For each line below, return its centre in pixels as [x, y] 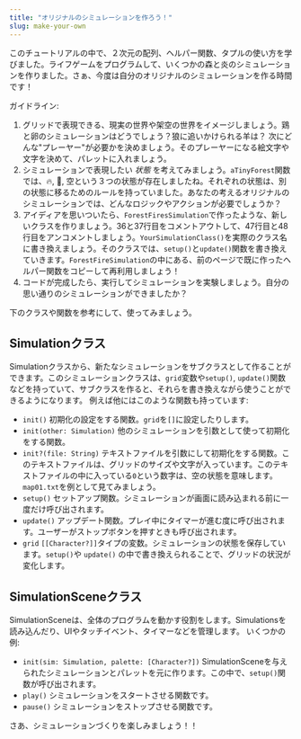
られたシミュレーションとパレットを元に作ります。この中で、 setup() [150, 673]
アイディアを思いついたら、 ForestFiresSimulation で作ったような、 [147, 214]
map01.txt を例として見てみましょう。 [91, 487]
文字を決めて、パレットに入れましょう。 [97, 158]
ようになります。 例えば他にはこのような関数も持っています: [137, 400]
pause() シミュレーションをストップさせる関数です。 [120, 707]
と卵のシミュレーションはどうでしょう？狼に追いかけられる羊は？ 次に [153, 136]
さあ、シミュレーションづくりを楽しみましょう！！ [104, 726]
